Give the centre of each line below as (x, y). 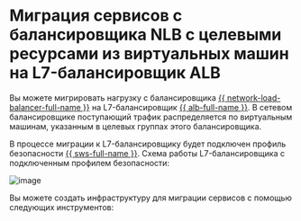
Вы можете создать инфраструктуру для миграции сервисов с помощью (151, 198)
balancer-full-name (45, 107)
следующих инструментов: (62, 207)
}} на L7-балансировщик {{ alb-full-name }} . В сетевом (187, 107)
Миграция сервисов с (96, 16)
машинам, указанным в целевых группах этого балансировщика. (136, 126)
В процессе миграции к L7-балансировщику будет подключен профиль (148, 144)
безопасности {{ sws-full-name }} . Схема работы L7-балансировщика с (147, 153)
